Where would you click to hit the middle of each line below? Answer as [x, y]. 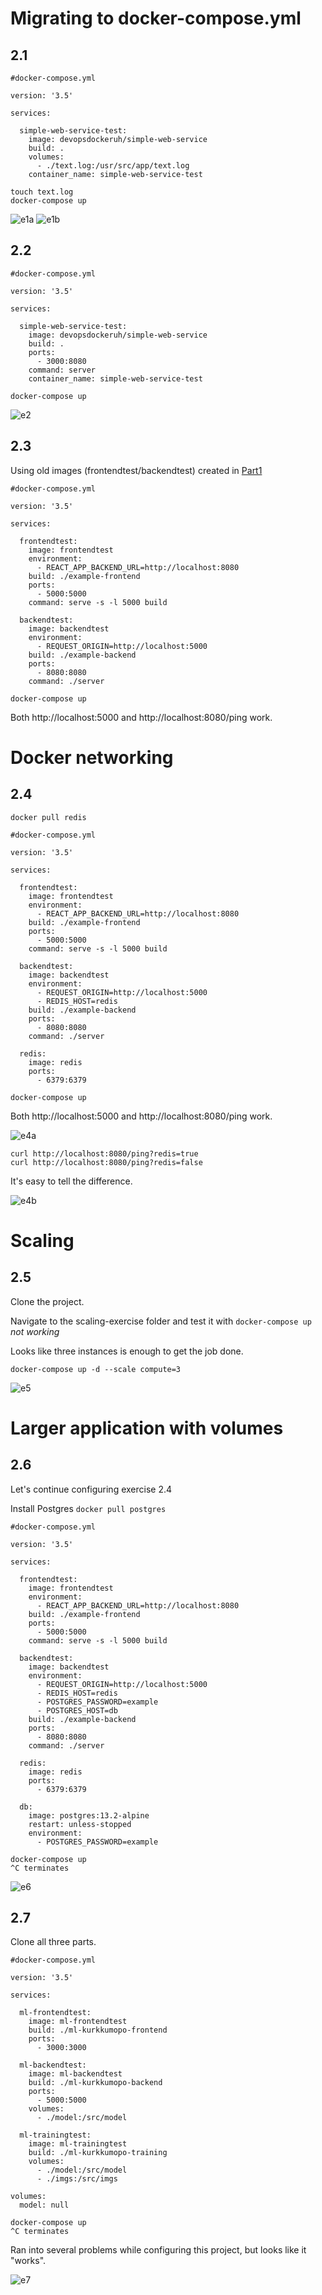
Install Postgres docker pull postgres [88, 1508]
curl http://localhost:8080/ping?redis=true [104, 1153]
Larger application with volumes [147, 1428]
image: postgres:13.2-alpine [89, 1815]
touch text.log [42, 192]
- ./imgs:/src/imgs [77, 2179]
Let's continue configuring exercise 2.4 [91, 1489]
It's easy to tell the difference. [71, 1181]
